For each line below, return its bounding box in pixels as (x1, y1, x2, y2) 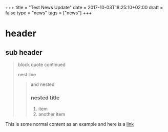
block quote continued (17, 61, 66, 68)
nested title (30, 94, 60, 101)
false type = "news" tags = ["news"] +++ (5, 10, 92, 16)
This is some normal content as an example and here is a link (5, 121, 134, 127)
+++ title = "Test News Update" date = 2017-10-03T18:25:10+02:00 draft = (5, 5, 163, 10)
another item (38, 111, 66, 117)
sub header (5, 48, 43, 57)
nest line (17, 72, 36, 77)
